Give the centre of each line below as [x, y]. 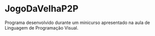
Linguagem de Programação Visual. [42, 27]
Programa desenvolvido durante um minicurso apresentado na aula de [77, 22]
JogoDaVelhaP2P [42, 9]
